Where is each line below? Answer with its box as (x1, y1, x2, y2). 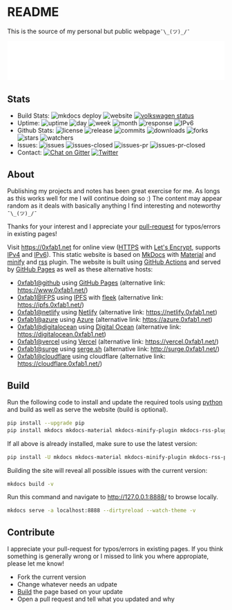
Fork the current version (17, 573, 86, 582)
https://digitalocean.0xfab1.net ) (17, 330, 107, 339)
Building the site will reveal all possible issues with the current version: (7, 466, 208, 474)
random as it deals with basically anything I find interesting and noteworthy (7, 201, 221, 210)
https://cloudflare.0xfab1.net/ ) (17, 359, 102, 368)
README (7, 4, 59, 20)
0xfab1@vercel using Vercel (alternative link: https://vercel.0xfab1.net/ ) (17, 337, 219, 346)
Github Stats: (17, 126, 55, 135)
